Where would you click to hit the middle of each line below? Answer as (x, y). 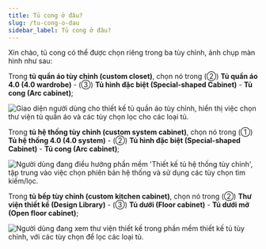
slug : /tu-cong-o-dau (44, 23)
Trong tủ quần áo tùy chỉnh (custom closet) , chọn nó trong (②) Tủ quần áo (133, 77)
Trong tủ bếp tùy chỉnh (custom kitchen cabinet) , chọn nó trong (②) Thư (130, 196)
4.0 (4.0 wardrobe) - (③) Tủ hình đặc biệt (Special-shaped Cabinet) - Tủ (131, 85)
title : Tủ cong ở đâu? (46, 15)
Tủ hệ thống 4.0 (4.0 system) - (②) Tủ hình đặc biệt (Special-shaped (125, 141)
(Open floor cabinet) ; (44, 213)
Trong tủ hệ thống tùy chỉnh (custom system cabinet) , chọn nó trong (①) (131, 132)
